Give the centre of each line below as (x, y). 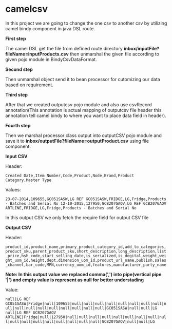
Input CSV (16, 156)
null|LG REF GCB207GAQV (31, 313)
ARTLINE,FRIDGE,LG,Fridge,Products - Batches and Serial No (71, 208)
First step (16, 38)
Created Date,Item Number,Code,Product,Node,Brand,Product (70, 176)
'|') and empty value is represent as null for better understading (75, 280)
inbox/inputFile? (142, 48)
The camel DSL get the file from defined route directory (64, 48)
